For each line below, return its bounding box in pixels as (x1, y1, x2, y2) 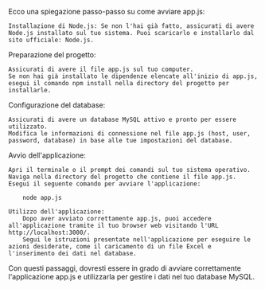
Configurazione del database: (8, 100, 106, 110)
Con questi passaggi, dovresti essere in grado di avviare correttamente (8, 264, 241, 273)
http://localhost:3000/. (8, 228, 91, 236)
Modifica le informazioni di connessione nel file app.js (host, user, (8, 130, 251, 138)
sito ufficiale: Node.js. (8, 36, 94, 44)
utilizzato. (8, 123, 48, 131)
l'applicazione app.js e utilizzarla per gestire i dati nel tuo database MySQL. (8, 272, 255, 281)
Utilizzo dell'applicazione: (8, 208, 105, 216)
